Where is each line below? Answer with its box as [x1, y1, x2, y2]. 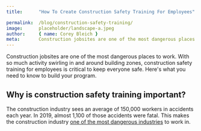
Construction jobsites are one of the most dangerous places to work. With [6, 53, 190, 60]
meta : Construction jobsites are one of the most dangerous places [6, 37, 196, 43]
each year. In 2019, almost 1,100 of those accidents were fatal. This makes [6, 112, 190, 119]
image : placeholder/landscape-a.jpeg [6, 25, 114, 31]
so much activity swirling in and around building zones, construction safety [6, 59, 193, 67]
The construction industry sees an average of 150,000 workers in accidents [6, 105, 194, 112]
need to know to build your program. [6, 72, 97, 79]
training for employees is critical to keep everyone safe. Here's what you [6, 65, 186, 73]
